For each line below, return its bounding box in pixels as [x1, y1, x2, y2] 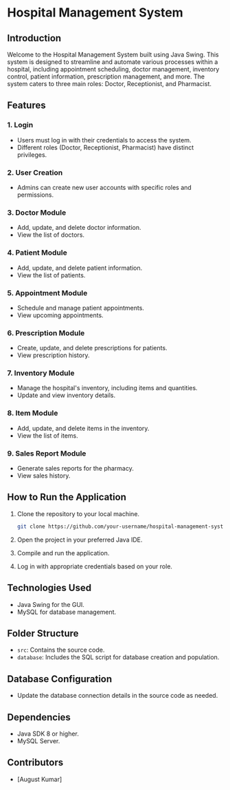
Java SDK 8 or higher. [16, 729, 79, 738]
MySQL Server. [16, 737, 60, 745]
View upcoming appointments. [16, 311, 104, 319]
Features [7, 100, 46, 111]
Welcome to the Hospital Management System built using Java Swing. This [7, 50, 219, 58]
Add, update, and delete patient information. [16, 264, 143, 272]
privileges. [16, 150, 47, 159]
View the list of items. [16, 431, 78, 440]
